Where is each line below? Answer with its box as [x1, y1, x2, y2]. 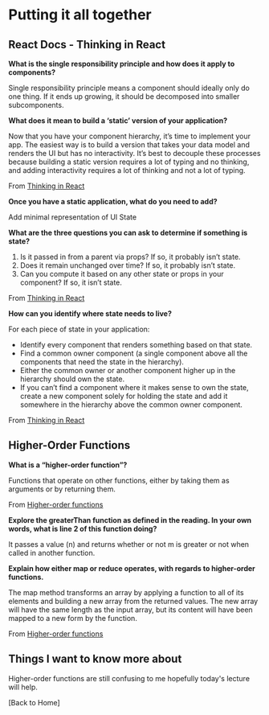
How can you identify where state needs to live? [8, 309, 173, 318]
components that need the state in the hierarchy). [19, 357, 185, 367]
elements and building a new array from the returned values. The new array [8, 596, 259, 606]
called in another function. [8, 548, 96, 557]
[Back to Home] [8, 697, 60, 707]
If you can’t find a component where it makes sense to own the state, [19, 383, 249, 392]
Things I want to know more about [8, 652, 182, 666]
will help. [8, 682, 39, 692]
